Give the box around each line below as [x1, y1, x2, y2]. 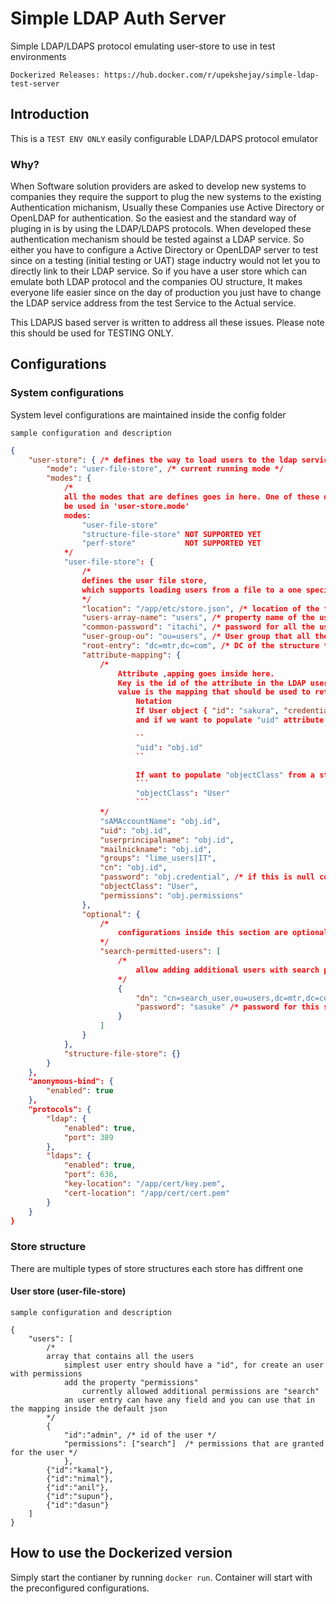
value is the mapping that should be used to [117, 687, 311, 697]
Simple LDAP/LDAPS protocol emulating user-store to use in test [10, 40, 276, 52]
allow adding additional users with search [135, 965, 320, 975]
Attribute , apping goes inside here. [117, 668, 275, 679]
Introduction [10, 106, 90, 123]
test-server [10, 78, 60, 89]
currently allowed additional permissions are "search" [81, 1386, 320, 1396]
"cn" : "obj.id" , [99, 863, 168, 873]
